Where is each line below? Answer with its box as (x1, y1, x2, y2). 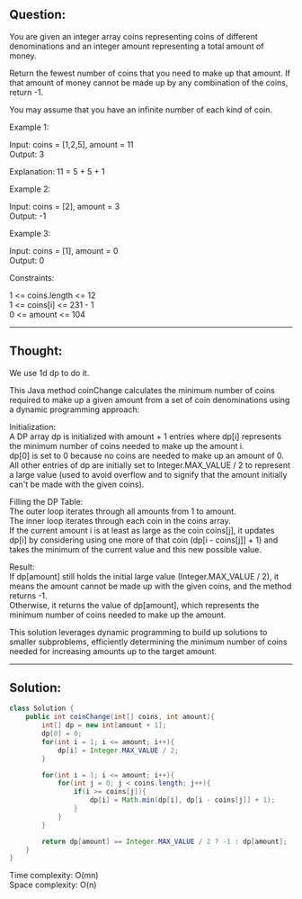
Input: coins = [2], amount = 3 (9, 201, 120, 211)
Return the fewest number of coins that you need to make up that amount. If (9, 67, 290, 78)
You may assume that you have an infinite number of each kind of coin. (9, 103, 272, 115)
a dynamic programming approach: (9, 404, 140, 415)
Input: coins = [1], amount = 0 (9, 245, 119, 256)
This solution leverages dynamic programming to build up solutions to (9, 626, 268, 637)
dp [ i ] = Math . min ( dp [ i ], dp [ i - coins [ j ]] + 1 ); (89, 796, 276, 805)
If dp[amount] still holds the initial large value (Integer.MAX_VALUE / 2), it (9, 571, 280, 581)
